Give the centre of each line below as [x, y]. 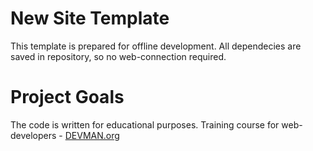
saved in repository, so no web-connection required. [118, 56]
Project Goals [67, 97]
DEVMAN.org [92, 135]
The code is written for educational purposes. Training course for [145, 124]
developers [33, 135]
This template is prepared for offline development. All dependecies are [156, 46]
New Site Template [90, 18]
